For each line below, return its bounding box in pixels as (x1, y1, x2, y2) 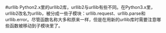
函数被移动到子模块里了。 (9, 23, 63, 29)
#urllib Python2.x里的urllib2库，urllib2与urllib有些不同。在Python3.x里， (5, 4, 155, 10)
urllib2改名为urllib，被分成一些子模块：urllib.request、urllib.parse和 (5, 10, 146, 16)
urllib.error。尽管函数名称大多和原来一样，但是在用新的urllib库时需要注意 (5, 17, 157, 22)
